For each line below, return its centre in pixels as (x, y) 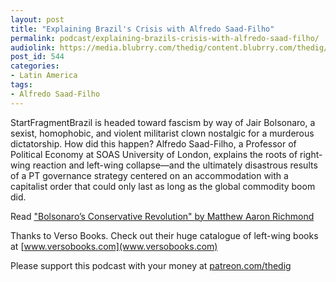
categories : (35, 66)
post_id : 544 (37, 57)
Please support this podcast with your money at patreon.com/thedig (151, 265)
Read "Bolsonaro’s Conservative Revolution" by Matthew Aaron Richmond (162, 216)
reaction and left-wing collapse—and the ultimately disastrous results (175, 165)
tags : (21, 85)
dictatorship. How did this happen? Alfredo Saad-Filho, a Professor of (153, 143)
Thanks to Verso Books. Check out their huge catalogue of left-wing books (164, 235)
